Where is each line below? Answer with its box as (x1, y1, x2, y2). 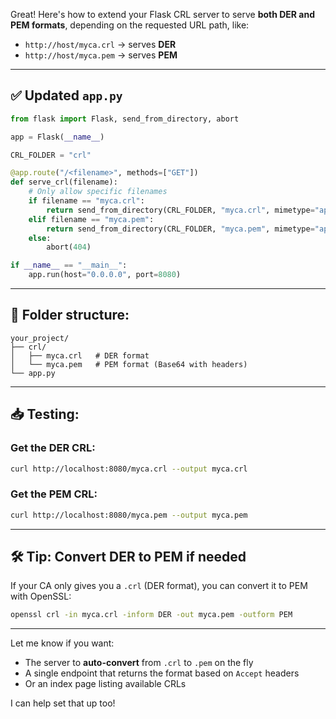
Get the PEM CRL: (10, 487, 98, 501)
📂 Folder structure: (10, 307, 130, 324)
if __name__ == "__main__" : (10, 260, 128, 271)
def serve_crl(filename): (10, 177, 118, 188)
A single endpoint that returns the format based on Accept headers (24, 667, 300, 679)
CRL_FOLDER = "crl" (10, 150, 92, 160)
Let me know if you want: (10, 637, 115, 649)
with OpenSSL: (10, 590, 72, 603)
